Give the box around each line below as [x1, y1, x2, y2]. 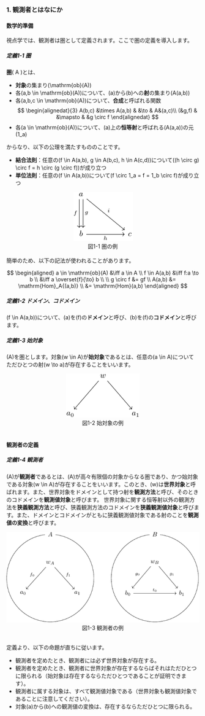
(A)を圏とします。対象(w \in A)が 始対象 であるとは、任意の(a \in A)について [6, 353, 195, 360]
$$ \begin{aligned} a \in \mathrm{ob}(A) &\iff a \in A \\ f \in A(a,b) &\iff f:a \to [7, 269, 199, 277]
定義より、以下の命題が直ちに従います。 [6, 644, 108, 651]
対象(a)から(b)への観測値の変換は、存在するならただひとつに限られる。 [15, 702, 196, 710]
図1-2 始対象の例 [81, 419, 124, 427]
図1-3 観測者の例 [81, 624, 124, 631]
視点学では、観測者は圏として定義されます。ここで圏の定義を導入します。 [6, 37, 193, 44]
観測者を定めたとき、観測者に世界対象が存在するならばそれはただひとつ [15, 664, 197, 672]
